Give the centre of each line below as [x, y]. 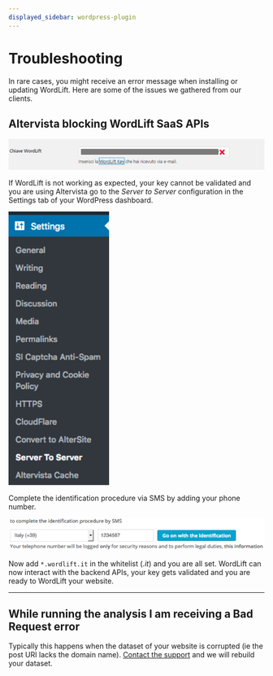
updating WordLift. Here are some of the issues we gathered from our [125, 89]
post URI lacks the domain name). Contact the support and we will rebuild [132, 655]
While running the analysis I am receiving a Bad [131, 614]
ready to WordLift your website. [61, 581]
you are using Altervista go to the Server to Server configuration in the [126, 191]
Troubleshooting [66, 58]
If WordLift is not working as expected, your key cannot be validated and [130, 182]
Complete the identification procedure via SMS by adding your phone [125, 498]
